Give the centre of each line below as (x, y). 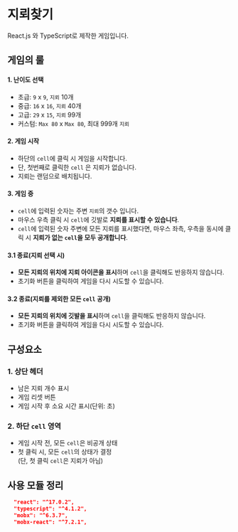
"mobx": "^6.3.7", (41, 515)
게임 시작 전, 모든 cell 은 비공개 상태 (67, 443)
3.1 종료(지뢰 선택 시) (36, 255)
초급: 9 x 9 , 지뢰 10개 (45, 97)
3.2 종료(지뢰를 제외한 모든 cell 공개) (59, 299)
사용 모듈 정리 (36, 485)
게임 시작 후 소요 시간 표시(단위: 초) (66, 406)
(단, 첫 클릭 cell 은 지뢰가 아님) (60, 461)
